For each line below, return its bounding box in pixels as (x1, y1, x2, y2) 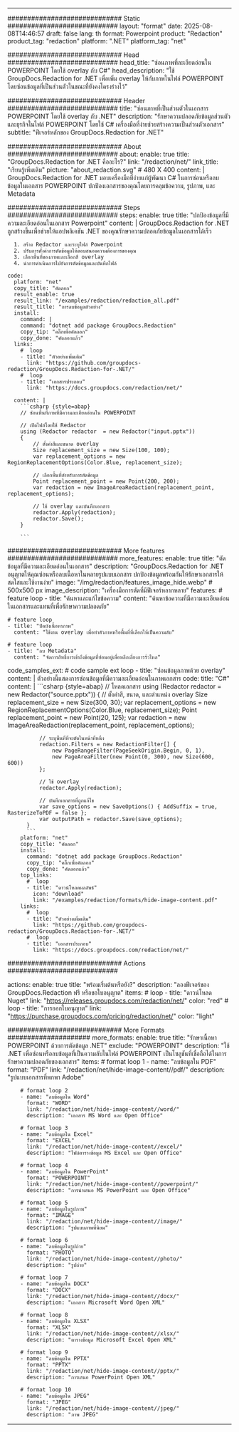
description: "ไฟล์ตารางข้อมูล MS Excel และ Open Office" (26, 1149, 183, 1156)
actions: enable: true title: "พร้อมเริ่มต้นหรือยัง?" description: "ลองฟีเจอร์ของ (7, 981, 210, 988)
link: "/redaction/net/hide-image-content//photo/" (26, 1255, 183, 1263)
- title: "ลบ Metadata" (7, 647, 77, 654)
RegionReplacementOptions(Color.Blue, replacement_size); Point (7, 706, 197, 714)
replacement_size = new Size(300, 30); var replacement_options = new (7, 699, 217, 706)
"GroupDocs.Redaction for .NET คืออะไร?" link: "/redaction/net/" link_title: (7, 157, 219, 166)
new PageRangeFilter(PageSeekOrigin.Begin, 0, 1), (52, 747, 205, 754)
